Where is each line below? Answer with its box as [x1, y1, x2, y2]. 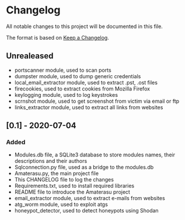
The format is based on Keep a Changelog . [6, 34, 109, 41]
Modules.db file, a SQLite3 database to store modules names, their [14, 151, 175, 158]
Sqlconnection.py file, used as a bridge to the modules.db [14, 164, 154, 171]
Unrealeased [6, 51, 54, 61]
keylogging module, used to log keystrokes [14, 91, 118, 98]
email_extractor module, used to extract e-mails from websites [14, 195, 165, 202]
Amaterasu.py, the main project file [14, 170, 99, 177]
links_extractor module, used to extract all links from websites [14, 103, 163, 111]
